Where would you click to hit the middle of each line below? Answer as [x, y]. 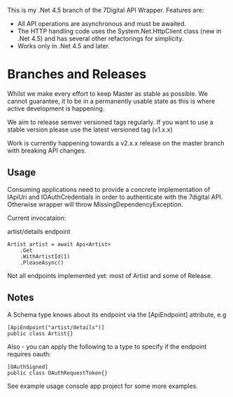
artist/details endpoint [39, 231]
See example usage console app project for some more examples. [103, 386]
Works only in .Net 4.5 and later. [64, 46]
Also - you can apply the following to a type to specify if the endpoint [107, 347]
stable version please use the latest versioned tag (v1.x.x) [90, 130]
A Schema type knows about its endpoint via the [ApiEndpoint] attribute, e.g [117, 314]
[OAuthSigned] [28, 367]
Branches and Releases [77, 75]
